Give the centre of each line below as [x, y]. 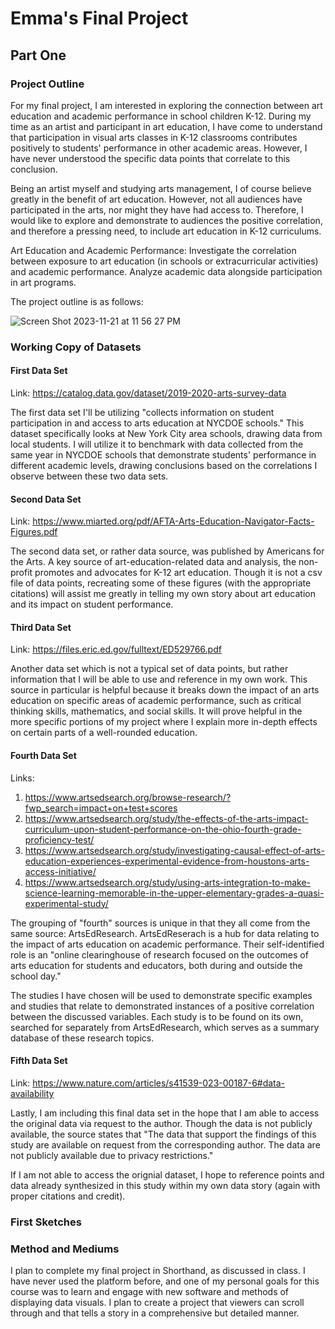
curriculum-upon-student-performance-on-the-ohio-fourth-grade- [163, 829]
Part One [38, 55]
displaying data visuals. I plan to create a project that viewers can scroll [157, 1303]
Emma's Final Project [99, 18]
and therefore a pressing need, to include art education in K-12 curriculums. [166, 231]
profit [21, 573]
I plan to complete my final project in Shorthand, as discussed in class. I [158, 1271]
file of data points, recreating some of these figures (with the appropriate [161, 583]
